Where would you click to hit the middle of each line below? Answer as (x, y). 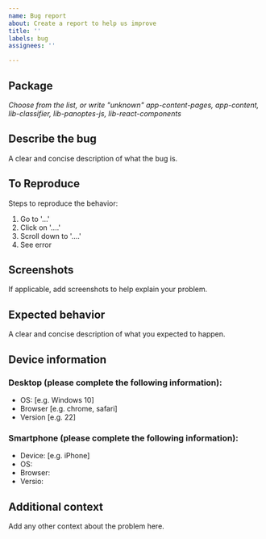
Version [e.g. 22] (48, 417)
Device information (58, 359)
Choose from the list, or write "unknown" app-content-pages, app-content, (134, 105)
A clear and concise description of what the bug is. (93, 158)
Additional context (56, 506)
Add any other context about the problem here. (87, 526)
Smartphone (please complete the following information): (124, 438)
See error (36, 244)
